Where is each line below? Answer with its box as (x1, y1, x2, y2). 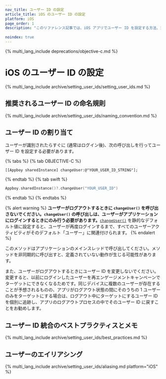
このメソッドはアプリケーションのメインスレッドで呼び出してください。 (5, 245, 152, 252)
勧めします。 (18, 305, 44, 311)
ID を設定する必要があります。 (14, 149, 77, 154)
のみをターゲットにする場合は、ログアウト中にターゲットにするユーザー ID (5, 293, 158, 299)
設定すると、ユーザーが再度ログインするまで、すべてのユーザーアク (22, 224, 160, 229)
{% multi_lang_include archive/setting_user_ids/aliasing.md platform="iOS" (5, 363, 158, 369)
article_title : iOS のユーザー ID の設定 (5, 12, 85, 17)
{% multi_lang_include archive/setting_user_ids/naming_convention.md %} (5, 113, 157, 118)
